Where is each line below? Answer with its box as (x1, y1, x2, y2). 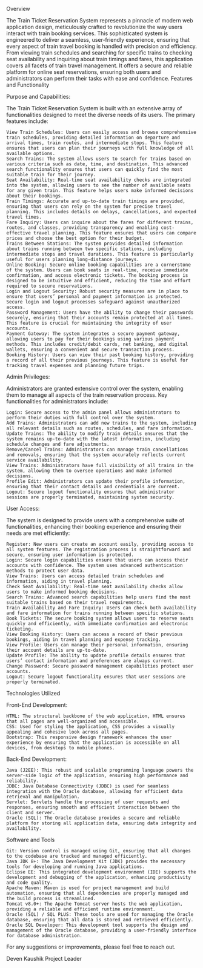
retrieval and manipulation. (6, 794, 80, 800)
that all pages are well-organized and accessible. (6, 718, 139, 724)
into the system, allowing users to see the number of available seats (6, 182, 191, 188)
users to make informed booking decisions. (6, 589, 118, 595)
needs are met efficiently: (6, 529, 70, 537)
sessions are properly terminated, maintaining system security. (6, 494, 175, 500)
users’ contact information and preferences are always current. (6, 658, 175, 664)
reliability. (6, 778, 39, 784)
